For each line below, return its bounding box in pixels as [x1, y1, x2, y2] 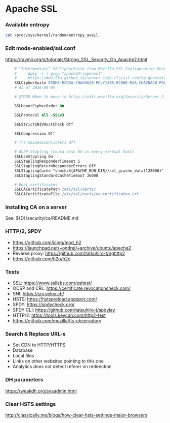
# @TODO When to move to [14, 95, 67, 100]
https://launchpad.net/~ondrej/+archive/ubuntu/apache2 [12, 245, 132, 251]
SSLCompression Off [14, 131, 56, 136]
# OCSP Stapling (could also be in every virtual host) [14, 149, 135, 155]
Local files [12, 353, 34, 359]
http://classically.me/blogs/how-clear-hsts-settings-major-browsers [5, 412, 148, 418]
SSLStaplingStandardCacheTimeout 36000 [14, 173, 99, 178]
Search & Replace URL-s [5, 330, 66, 337]
